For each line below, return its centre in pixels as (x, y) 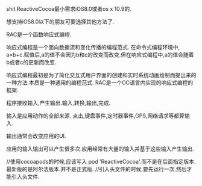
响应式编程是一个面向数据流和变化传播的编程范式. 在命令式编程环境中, (93, 47)
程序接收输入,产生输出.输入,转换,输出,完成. (58, 103)
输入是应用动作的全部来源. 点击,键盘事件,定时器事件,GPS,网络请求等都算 (96, 116)
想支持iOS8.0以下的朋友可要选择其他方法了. (60, 22)
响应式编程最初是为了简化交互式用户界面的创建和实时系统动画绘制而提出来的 (101, 75)
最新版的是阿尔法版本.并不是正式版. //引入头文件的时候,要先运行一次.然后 (96, 169)
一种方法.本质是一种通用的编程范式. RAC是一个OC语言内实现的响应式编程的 (100, 82)
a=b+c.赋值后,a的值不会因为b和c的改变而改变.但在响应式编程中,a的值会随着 (100, 55)
